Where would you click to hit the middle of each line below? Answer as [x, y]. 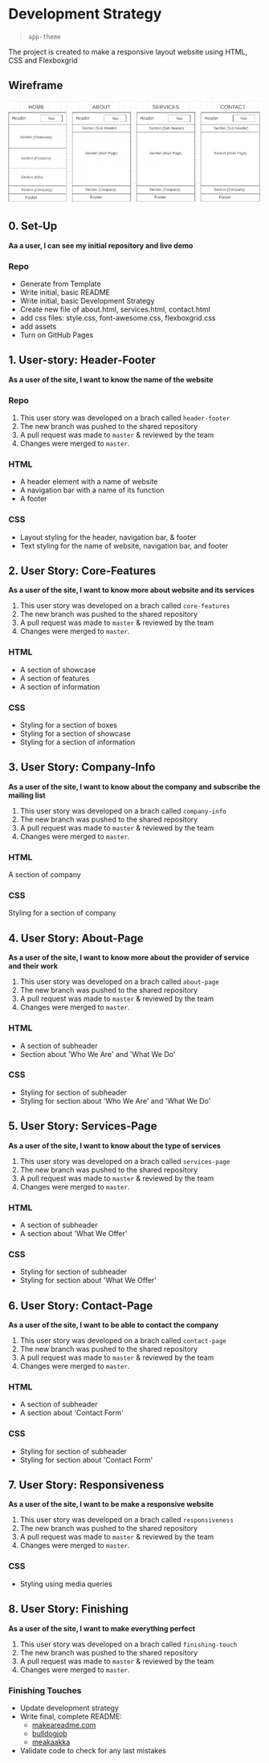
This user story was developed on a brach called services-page [125, 1161]
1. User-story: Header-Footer [82, 360]
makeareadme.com [64, 1724]
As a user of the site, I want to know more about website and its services [131, 590]
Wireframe [36, 86]
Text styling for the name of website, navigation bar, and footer [124, 545]
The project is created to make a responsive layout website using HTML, [128, 51]
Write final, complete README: [71, 1716]
